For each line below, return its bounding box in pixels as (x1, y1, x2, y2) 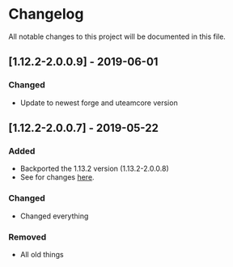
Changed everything (19, 211, 89, 221)
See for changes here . (19, 172, 95, 182)
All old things (19, 249, 64, 259)
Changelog (8, 5, 84, 23)
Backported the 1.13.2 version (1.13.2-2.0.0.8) (19, 163, 170, 174)
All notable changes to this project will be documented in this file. (8, 32, 227, 41)
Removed (8, 231, 47, 243)
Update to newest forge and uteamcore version (19, 98, 178, 108)
